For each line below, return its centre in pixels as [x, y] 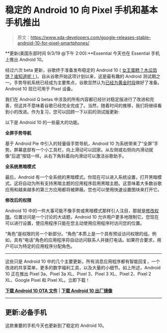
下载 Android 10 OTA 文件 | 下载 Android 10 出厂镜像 [59, 290]
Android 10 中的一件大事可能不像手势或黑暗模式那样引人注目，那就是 [76, 211]
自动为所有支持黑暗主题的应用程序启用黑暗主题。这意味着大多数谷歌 [92, 183]
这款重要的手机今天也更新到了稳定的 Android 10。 [56, 325]
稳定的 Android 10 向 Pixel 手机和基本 [82, 10]
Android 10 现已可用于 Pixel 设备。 [40, 89]
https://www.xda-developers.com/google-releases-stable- [91, 37]
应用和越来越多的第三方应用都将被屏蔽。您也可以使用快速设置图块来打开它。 [83, 189]
